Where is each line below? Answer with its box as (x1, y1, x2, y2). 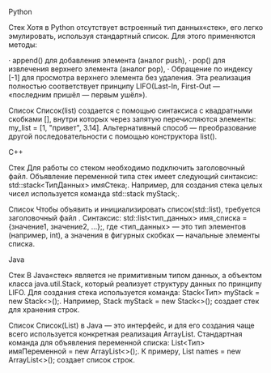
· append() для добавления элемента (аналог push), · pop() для (8, 56, 226, 65)
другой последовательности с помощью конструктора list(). (8, 131, 218, 141)
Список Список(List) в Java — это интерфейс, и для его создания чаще (8, 320, 255, 330)
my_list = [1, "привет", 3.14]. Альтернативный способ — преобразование (8, 123, 257, 132)
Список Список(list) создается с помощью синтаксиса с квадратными (8, 105, 253, 115)
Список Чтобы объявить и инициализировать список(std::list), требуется (8, 204, 260, 214)
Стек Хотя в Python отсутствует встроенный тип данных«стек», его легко (8, 23, 264, 32)
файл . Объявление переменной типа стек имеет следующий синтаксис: (8, 172, 259, 181)
